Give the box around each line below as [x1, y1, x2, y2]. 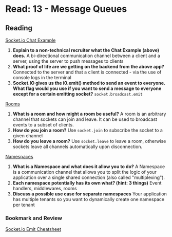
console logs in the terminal [12, 75, 72, 80]
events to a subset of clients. [12, 122, 74, 127]
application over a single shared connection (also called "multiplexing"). [12, 174, 165, 180]
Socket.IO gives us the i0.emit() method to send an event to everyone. [12, 80, 165, 86]
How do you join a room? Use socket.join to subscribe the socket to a [12, 127, 163, 133]
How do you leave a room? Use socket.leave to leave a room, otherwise [12, 138, 166, 144]
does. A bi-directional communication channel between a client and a [12, 52, 160, 59]
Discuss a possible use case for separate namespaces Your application [12, 191, 167, 197]
